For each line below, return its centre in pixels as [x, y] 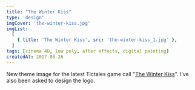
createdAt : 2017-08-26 [35, 57]
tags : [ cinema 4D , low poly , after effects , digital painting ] [88, 51]
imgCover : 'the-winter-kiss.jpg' [48, 23]
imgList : [17, 29]
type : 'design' [25, 18]
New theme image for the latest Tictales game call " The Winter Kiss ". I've [97, 74]
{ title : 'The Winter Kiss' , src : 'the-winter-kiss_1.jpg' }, [97, 40]
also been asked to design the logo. [51, 80]
